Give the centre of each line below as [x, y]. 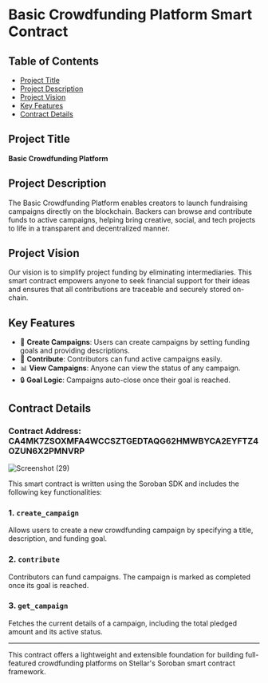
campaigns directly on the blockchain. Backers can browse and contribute [130, 211]
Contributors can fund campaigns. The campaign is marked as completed [130, 577]
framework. [27, 671]
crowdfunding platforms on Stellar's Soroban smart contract [136, 663]
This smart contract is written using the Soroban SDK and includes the [124, 484]
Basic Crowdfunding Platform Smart [130, 15]
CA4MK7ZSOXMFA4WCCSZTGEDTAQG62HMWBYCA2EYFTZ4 [134, 440]
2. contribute [34, 559]
